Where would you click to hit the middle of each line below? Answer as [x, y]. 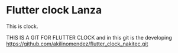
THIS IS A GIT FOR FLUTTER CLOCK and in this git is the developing [89, 37]
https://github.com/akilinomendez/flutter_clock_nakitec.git [77, 44]
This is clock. [22, 26]
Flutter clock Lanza [54, 10]
